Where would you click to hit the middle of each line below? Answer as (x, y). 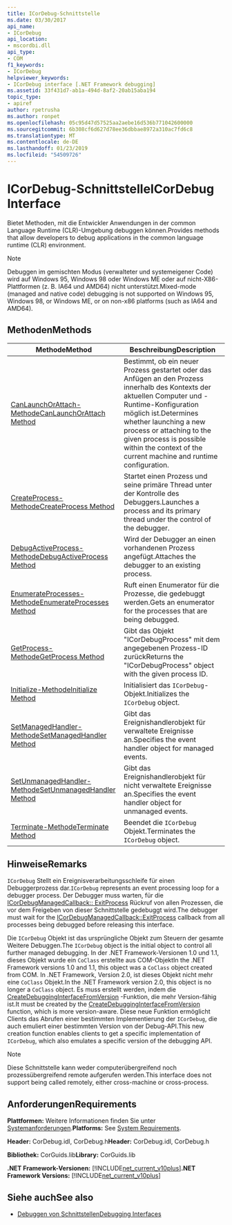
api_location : (28, 39)
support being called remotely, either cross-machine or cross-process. (108, 1083)
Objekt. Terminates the (159, 831)
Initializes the (168, 694)
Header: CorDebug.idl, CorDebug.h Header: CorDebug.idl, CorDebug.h (108, 1141)
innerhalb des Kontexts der (167, 387)
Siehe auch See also (50, 1197)
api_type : (21, 53)
